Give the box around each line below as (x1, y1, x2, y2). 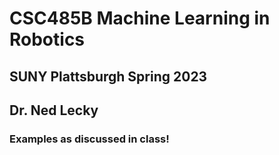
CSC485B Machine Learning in (9, 7, 271, 30)
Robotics (9, 28, 86, 51)
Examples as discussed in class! (9, 132, 170, 146)
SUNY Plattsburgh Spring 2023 (9, 68, 208, 85)
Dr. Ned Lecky (9, 102, 99, 119)
